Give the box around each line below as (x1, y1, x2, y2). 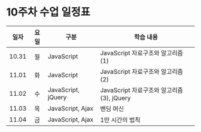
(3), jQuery (100, 93, 131, 102)
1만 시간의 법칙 (100, 115, 141, 124)
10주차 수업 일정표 (6, 5, 91, 19)
